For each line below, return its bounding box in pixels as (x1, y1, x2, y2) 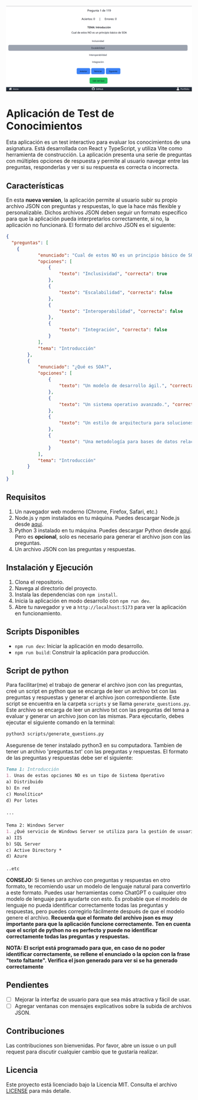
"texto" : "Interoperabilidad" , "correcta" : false (58, 308, 183, 314)
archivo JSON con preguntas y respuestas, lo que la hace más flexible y (6, 203, 181, 210)
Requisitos (6, 492, 46, 502)
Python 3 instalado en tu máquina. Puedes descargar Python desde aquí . (14, 526, 192, 533)
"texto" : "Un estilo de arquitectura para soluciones (58, 420, 194, 426)
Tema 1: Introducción (6, 766, 60, 772)
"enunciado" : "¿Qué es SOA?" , (37, 364, 112, 370)
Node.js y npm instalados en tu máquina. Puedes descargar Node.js (14, 514, 180, 521)
